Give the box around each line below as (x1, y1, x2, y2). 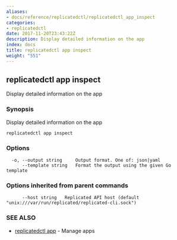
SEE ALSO (6, 214, 36, 222)
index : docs (6, 42, 36, 48)
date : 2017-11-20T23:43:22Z (6, 31, 76, 37)
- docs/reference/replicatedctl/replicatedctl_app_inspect (6, 14, 156, 20)
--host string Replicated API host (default (21, 195, 140, 201)
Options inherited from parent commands (6, 181, 129, 190)
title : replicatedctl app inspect (6, 47, 92, 53)
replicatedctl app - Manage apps (14, 227, 95, 234)
